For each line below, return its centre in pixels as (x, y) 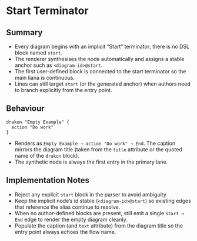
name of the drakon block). (47, 155)
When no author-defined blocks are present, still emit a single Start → (99, 213)
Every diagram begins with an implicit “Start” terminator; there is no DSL (102, 46)
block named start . (39, 53)
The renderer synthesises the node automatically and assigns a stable (99, 59)
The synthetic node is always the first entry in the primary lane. (91, 162)
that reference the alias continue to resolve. (67, 207)
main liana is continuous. (45, 78)
